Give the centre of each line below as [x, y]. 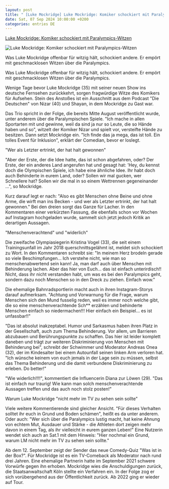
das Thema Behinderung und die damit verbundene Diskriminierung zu [79, 363]
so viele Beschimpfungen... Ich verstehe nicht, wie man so [66, 258]
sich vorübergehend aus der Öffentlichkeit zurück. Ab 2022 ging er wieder [82, 477]
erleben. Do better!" [26, 369]
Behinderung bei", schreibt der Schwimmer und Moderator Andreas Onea [81, 347]
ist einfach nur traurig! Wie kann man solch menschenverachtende [74, 384]
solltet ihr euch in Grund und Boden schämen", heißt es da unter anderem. [82, 414]
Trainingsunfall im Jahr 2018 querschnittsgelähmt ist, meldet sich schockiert [84, 248]
